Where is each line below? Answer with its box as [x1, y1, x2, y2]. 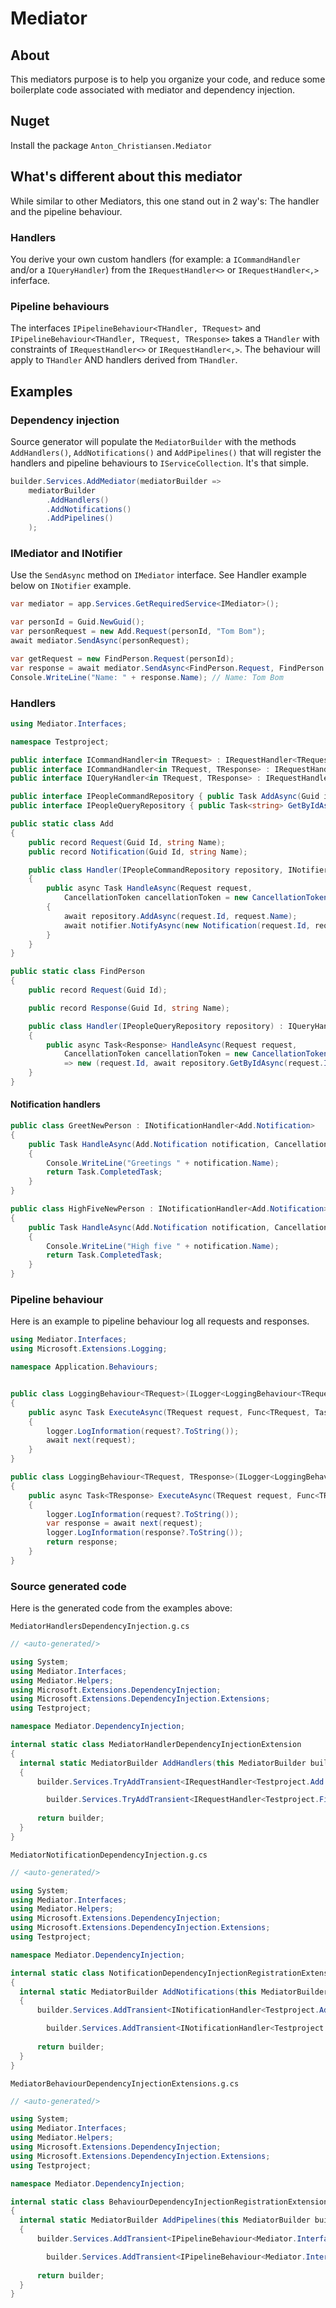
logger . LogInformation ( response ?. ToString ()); [46, 1528, 244, 1538]
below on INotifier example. [10, 580, 132, 592]
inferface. [10, 274, 51, 286]
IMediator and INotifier [10, 547, 123, 561]
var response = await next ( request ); [46, 1518, 203, 1529]
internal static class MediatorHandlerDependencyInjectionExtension [10, 1740, 302, 1750]
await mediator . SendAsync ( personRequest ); [10, 636, 190, 646]
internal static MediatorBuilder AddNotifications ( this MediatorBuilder [19, 1987, 329, 1997]
